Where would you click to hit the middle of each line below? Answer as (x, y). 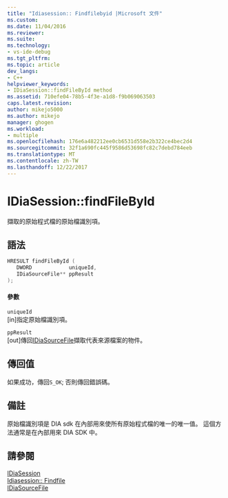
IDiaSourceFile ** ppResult (55, 274)
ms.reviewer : (26, 33)
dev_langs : (23, 71)
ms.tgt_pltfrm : (29, 59)
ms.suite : (21, 39)
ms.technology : (29, 45)
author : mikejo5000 (35, 110)
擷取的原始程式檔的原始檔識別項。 (55, 221)
